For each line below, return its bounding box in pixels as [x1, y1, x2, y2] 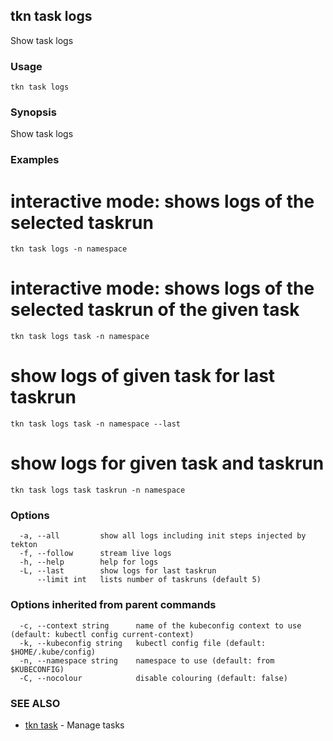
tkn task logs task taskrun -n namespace [10, 485, 186, 496]
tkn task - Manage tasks [24, 719, 125, 731]
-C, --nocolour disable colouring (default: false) [19, 673, 288, 683]
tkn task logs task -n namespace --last [10, 419, 182, 429]
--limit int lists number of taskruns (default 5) [36, 575, 262, 585]
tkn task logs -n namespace [10, 244, 128, 254]
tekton [10, 540, 38, 550]
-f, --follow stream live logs [19, 549, 172, 559]
